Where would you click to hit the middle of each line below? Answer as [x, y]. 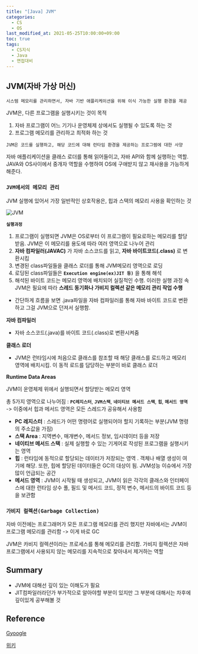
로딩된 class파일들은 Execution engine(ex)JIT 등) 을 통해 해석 [88, 273]
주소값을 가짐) [37, 428]
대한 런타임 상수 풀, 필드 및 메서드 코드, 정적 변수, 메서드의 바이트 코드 [105, 487]
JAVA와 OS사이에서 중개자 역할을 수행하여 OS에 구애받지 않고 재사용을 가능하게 [98, 164]
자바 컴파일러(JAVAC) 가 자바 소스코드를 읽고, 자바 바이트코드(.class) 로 [98, 250]
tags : [13, 45]
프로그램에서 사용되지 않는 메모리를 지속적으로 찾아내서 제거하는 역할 [85, 551]
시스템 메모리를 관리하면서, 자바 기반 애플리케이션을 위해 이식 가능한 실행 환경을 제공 [97, 101]
